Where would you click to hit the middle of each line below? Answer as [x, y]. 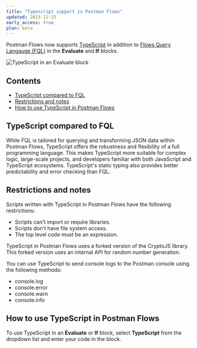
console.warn [31, 294]
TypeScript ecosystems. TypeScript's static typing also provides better [92, 165]
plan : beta [19, 28]
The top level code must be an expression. [66, 234]
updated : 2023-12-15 [32, 17]
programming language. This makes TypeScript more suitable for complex [96, 153]
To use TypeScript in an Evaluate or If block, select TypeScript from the [94, 333]
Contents [24, 81]
